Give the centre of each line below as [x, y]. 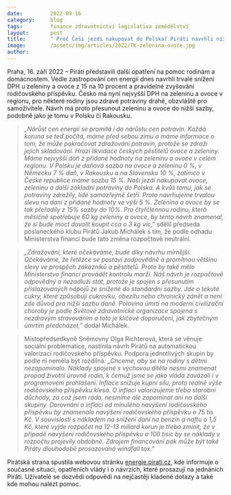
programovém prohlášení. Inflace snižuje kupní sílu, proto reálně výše [123, 383]
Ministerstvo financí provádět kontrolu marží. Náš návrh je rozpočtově [123, 274]
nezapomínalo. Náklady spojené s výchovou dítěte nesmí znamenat [120, 368]
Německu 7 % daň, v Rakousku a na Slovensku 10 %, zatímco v [114, 172]
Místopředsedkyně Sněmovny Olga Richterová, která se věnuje [113, 339]
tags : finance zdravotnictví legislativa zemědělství [98, 26]
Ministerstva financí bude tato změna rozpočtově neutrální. [107, 239]
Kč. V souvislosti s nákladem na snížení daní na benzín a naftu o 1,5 [120, 419]
